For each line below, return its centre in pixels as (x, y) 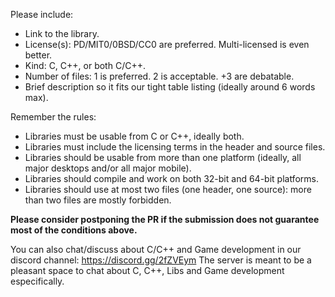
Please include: (42, 14)
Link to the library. (62, 33)
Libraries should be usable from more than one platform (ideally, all (163, 157)
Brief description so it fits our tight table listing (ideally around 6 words (170, 87)
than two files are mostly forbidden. (98, 200)
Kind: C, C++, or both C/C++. (85, 65)
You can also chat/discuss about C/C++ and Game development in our (156, 249)
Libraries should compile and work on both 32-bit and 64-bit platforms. (171, 178)
